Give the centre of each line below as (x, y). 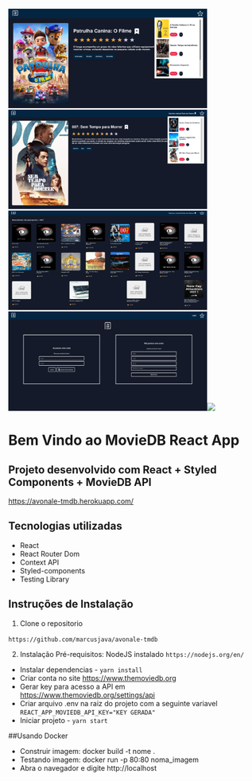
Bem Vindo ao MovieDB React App (124, 440)
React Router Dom (50, 554)
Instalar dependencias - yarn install (81, 670)
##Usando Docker (38, 736)
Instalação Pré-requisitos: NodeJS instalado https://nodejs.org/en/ (132, 654)
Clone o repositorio (51, 623)
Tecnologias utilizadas (65, 526)
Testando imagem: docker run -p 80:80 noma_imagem (109, 760)
